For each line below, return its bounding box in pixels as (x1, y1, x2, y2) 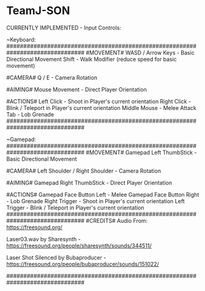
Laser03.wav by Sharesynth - (6, 235, 81, 243)
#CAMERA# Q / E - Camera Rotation (6, 74, 98, 81)
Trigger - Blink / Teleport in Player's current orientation (6, 204, 145, 211)
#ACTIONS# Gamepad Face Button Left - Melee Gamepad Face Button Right (6, 191, 199, 198)
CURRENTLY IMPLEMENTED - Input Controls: (6, 24, 121, 31)
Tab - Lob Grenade (6, 111, 54, 118)
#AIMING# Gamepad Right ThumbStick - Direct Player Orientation (6, 179, 173, 186)
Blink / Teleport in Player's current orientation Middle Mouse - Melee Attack (6, 104, 197, 111)
